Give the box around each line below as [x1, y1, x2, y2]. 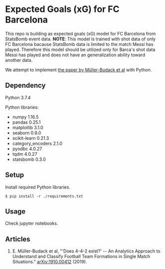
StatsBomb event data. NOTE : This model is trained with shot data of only [5, 36, 156, 42]
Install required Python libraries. [5, 184, 71, 190]
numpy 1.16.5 [12, 114, 39, 120]
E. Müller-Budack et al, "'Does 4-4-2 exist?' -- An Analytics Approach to [12, 248, 161, 254]
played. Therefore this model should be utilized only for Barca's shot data [5, 46, 156, 52]
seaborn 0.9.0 [12, 130, 41, 136]
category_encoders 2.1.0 [12, 140, 63, 146]
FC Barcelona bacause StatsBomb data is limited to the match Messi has [5, 41, 154, 47]
